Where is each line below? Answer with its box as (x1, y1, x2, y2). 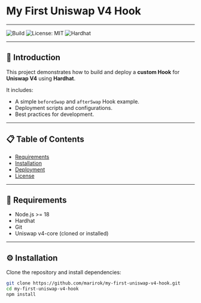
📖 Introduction (6, 53, 61, 63)
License (14, 172, 35, 179)
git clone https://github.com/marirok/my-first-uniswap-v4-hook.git (6, 280, 181, 286)
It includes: (6, 86, 33, 93)
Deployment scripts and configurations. (14, 104, 112, 111)
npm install (6, 291, 36, 297)
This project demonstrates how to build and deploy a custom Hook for (6, 68, 180, 75)
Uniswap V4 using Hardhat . (6, 75, 76, 82)
